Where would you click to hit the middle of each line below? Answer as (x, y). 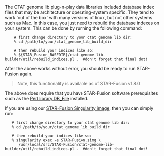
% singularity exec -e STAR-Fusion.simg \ (56, 140)
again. (26, 74)
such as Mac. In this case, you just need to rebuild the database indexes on (82, 23)
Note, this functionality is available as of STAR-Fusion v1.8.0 (79, 83)
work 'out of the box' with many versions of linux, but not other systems (79, 18)
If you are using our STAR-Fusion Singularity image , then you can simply (79, 108)
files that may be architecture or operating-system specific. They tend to (80, 12)
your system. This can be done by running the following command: (74, 28)
